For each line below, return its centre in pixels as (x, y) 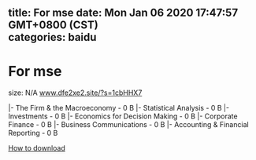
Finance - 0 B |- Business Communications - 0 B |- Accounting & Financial (129, 125)
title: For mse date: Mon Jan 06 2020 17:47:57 (123, 13)
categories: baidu (52, 37)
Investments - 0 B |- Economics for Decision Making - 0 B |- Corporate (123, 116)
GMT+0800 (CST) (53, 25)
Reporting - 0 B (33, 133)
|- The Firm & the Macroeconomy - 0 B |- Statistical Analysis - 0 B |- (119, 108)
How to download (37, 148)
